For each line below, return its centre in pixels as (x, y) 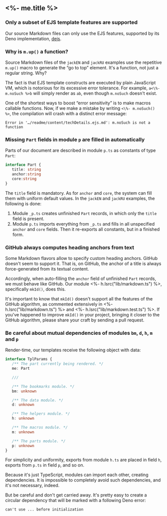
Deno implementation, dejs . (33, 38)
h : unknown (23, 419)
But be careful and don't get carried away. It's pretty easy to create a (76, 495)
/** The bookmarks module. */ (43, 386)
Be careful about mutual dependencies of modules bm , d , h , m (79, 333)
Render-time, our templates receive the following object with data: (73, 350)
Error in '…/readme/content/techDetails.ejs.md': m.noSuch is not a (78, 123)
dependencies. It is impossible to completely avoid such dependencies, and (83, 480)
